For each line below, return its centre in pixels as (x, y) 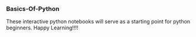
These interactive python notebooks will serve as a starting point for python (98, 22)
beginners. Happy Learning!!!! (42, 28)
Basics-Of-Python (33, 9)
